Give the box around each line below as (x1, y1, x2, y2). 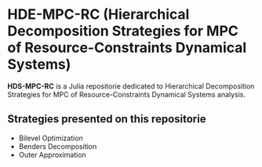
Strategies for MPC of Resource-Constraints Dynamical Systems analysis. (7, 89, 246, 99)
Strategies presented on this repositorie (7, 112, 206, 126)
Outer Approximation (18, 150, 87, 159)
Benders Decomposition (18, 141, 97, 151)
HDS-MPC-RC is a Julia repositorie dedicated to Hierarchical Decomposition (7, 81, 255, 91)
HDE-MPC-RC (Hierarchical (7, 5, 190, 24)
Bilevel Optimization (18, 133, 83, 143)
